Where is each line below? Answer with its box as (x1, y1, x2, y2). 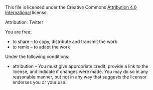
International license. (5, 9, 48, 15)
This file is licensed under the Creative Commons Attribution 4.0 (5, 4, 137, 10)
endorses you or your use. (12, 79, 67, 85)
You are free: (5, 29, 32, 34)
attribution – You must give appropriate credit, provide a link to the (12, 63, 149, 69)
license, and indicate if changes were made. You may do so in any (12, 68, 149, 74)
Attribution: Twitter (5, 19, 44, 25)
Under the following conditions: (5, 53, 70, 59)
